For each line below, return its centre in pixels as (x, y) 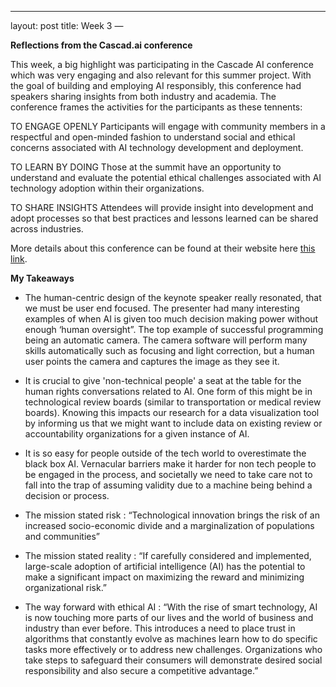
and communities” (62, 536)
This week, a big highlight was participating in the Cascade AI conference (162, 64)
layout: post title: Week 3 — (67, 25)
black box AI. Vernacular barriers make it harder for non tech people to (170, 464)
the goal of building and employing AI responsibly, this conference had (156, 85)
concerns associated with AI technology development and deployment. (157, 147)
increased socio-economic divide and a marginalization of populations (169, 525)
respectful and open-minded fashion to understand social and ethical (153, 137)
